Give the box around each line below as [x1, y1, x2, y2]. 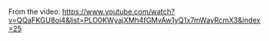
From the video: [8, 7, 60, 16]
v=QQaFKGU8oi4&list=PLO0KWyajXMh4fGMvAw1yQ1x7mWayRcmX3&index [8, 15, 261, 25]
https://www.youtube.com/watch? [61, 7, 176, 16]
